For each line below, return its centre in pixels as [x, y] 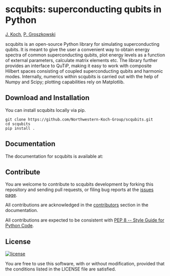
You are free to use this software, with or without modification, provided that [85, 264]
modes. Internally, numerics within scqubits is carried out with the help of [82, 76]
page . [11, 195]
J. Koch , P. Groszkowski [30, 34]
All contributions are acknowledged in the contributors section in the [77, 205]
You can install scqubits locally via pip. [46, 110]
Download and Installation [47, 98]
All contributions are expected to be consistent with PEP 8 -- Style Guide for [85, 220]
